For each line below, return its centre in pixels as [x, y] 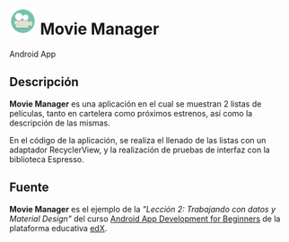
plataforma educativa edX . [58, 228]
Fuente [29, 188]
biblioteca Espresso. [47, 159]
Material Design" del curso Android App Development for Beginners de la [145, 219]
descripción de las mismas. [60, 123]
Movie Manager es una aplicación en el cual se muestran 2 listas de [136, 104]
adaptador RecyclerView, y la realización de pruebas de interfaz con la [140, 150]
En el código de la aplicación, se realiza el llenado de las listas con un [138, 140]
